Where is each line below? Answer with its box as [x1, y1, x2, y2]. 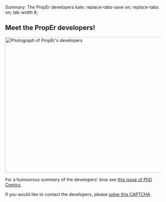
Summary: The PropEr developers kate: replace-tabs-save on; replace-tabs [5, 4, 159, 10]
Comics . [5, 182, 22, 188]
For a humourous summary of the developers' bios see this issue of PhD [5, 176, 152, 182]
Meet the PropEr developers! [5, 24, 95, 32]
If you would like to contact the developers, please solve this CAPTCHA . [5, 191, 152, 197]
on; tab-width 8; [5, 9, 38, 15]
